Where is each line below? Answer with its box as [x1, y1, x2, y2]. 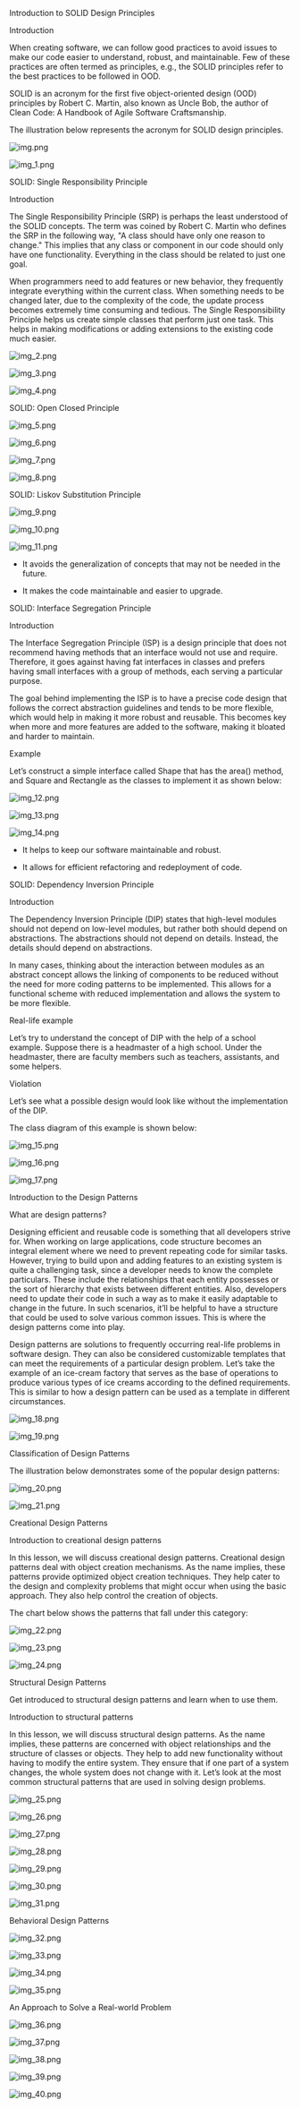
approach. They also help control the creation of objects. [9, 1591, 219, 1600]
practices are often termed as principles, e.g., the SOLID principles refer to [9, 62, 284, 72]
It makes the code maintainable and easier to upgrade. [21, 585, 223, 596]
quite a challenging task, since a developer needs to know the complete [9, 1265, 274, 1275]
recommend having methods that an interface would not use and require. [9, 647, 279, 657]
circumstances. [9, 1396, 66, 1406]
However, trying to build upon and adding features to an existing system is [9, 1255, 283, 1266]
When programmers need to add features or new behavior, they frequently [9, 277, 284, 286]
